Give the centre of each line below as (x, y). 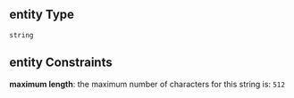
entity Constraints (61, 63)
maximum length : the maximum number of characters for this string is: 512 (147, 84)
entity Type (42, 15)
